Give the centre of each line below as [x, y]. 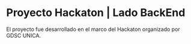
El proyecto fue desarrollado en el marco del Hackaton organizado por [93, 29]
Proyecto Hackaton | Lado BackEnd [96, 13]
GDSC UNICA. [24, 35]
